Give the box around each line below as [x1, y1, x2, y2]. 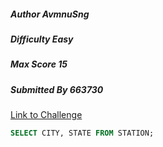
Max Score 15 [10, 58, 68, 70]
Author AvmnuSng [10, 8, 90, 20]
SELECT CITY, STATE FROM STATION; [10, 128, 155, 139]
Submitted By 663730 [10, 83, 104, 95]
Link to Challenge [10, 109, 83, 121]
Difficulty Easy [10, 33, 74, 45]
